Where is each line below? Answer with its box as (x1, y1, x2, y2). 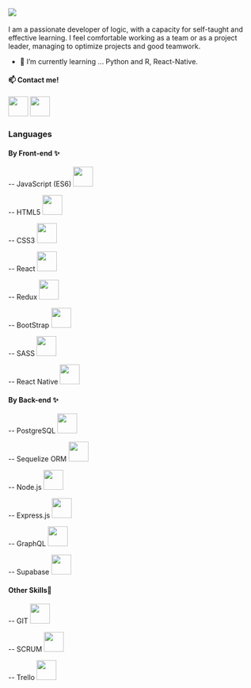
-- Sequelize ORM (8, 454, 67, 464)
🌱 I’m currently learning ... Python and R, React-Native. (19, 56, 198, 66)
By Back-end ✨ (8, 395, 59, 404)
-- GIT (8, 616, 29, 625)
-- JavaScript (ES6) (8, 179, 72, 189)
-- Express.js (8, 510, 51, 520)
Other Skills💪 (8, 585, 52, 594)
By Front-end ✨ (8, 148, 60, 158)
